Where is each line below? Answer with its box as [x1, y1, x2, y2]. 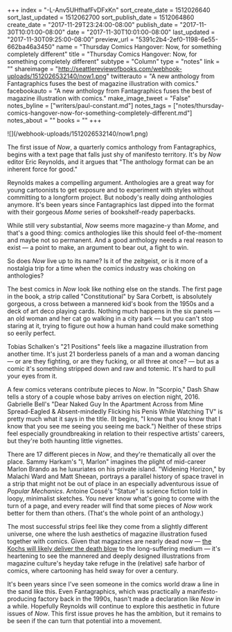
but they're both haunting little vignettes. [7, 437, 123, 445]
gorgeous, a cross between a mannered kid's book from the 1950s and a [7, 300, 215, 307]
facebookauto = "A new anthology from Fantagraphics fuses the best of [7, 87, 213, 95]
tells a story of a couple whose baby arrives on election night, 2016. [7, 392, 200, 401]
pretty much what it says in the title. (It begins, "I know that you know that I [7, 415, 221, 423]
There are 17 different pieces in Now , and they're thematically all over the [7, 450, 216, 458]
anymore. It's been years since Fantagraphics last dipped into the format [7, 201, 215, 208]
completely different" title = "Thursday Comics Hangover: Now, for [7, 50, 197, 58]
